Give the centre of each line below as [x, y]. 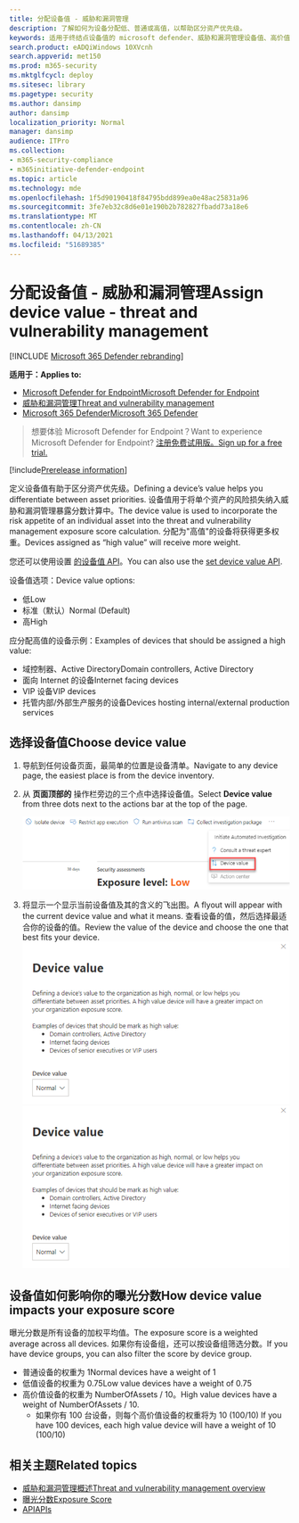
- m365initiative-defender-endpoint [77, 170]
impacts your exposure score [92, 1310]
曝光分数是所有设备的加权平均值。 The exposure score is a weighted [133, 1333]
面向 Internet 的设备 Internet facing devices [101, 680]
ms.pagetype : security [51, 94]
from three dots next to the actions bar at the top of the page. [134, 804]
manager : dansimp [41, 132]
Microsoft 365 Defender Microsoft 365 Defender [110, 413]
